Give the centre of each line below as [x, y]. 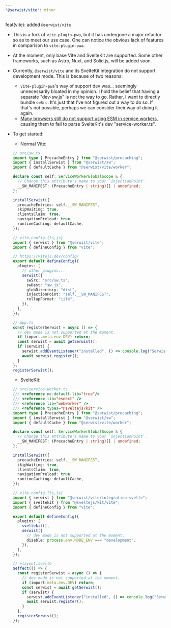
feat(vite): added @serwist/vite [38, 25]
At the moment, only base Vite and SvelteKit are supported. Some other [88, 55]
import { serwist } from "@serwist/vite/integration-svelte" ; [80, 498]
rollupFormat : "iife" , [50, 299]
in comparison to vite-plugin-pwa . [49, 45]
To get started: [28, 134]
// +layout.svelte [32, 564]
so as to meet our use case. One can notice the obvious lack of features [88, 40]
